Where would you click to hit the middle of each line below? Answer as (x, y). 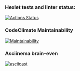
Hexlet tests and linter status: (40, 7)
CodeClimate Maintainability (39, 30)
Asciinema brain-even (32, 53)
